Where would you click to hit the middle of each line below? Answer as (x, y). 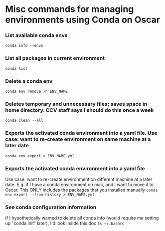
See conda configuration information (51, 207)
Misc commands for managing (70, 9)
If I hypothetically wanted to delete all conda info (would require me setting (82, 218)
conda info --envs (24, 46)
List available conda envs (36, 35)
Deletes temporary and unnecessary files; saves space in (76, 104)
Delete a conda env (29, 81)
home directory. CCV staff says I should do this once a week (80, 110)
